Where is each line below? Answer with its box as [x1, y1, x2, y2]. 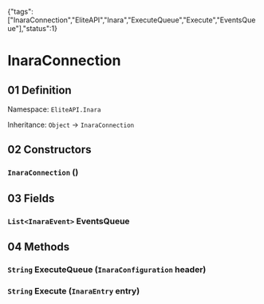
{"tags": [7, 7, 33, 16]
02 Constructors [7, 143, 92, 156]
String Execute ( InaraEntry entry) [7, 285, 140, 296]
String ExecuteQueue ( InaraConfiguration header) [7, 263, 207, 274]
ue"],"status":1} [7, 24, 57, 33]
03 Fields [7, 191, 55, 205]
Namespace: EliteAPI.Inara [7, 105, 101, 114]
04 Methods [7, 240, 70, 254]
